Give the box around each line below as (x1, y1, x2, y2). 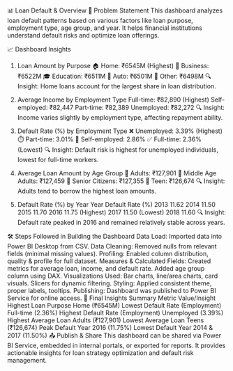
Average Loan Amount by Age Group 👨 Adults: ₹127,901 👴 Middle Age (17, 169, 217, 177)
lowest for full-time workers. (17, 156, 99, 164)
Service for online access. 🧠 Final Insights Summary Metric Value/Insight (7, 294, 216, 302)
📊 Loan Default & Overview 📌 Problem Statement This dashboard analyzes (7, 6, 223, 15)
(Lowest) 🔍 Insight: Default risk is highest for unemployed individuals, (17, 145, 218, 154)
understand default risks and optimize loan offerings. (7, 31, 160, 39)
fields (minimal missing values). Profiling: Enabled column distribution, (7, 250, 209, 258)
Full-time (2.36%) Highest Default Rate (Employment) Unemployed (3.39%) (7, 309, 224, 317)
